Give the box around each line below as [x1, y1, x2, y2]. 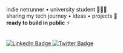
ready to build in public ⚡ [6, 19, 70, 26]
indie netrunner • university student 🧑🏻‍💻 [6, 6, 107, 13]
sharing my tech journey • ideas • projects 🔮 [6, 12, 118, 19]
